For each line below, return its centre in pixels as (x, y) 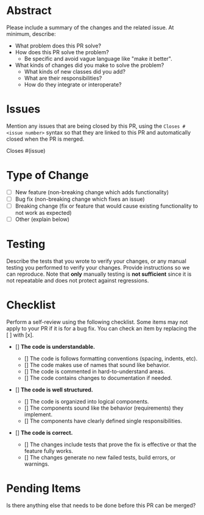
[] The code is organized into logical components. (86, 401)
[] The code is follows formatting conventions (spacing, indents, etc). (111, 358)
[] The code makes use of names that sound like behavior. (97, 365)
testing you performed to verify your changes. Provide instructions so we (98, 268)
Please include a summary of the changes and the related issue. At (90, 27)
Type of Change (47, 176)
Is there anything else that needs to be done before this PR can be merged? (101, 505)
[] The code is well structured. (54, 390)
